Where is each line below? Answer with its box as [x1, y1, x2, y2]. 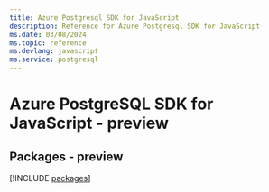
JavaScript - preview [9, 114, 170, 133]
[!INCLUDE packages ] [9, 173, 91, 183]
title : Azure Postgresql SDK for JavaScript [9, 13, 180, 23]
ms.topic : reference [9, 38, 88, 48]
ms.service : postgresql [9, 55, 99, 64]
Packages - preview [9, 149, 124, 164]
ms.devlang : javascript [9, 47, 99, 56]
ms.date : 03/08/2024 [9, 30, 88, 39]
